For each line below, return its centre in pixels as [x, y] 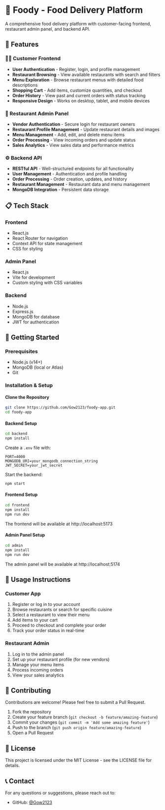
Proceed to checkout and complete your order [59, 625]
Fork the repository [32, 712]
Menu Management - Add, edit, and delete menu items [68, 135]
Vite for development [33, 278]
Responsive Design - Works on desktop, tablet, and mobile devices [81, 101]
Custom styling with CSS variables [47, 282]
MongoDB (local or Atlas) [38, 367]
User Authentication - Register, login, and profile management [76, 69]
